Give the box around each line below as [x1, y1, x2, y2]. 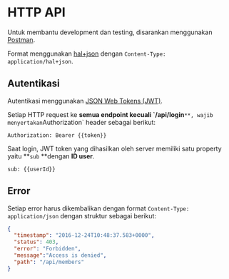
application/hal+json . [7, 56, 73, 65]
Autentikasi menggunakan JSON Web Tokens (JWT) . [7, 96, 163, 105]
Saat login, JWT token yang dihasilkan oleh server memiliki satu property [7, 144, 223, 153]
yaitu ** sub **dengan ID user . [7, 151, 95, 161]
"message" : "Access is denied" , [14, 252, 107, 259]
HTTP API [7, 4, 66, 21]
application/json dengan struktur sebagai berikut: [7, 211, 157, 220]
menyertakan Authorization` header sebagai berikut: [7, 118, 156, 126]
